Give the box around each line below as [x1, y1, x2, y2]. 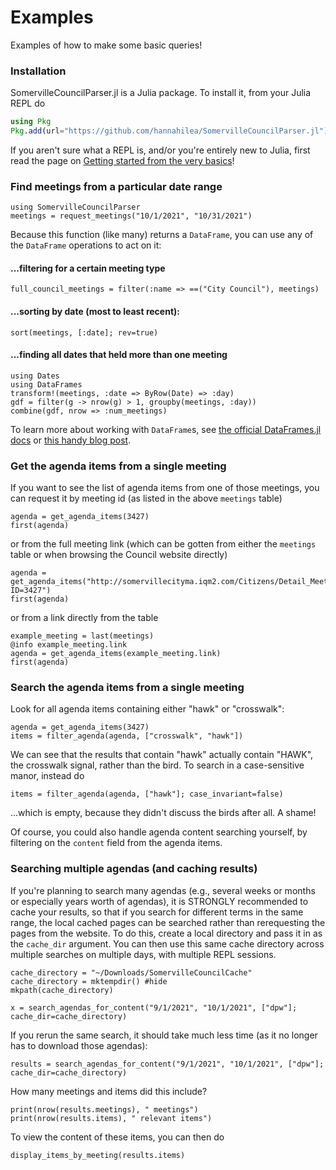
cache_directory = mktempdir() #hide [10, 976, 168, 986]
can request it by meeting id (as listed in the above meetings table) [10, 492, 283, 505]
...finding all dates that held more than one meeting [10, 349, 228, 361]
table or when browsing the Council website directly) [10, 549, 228, 561]
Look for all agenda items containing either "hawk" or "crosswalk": [10, 703, 285, 715]
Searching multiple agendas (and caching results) [10, 862, 258, 876]
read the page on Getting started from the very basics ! [10, 154, 235, 166]
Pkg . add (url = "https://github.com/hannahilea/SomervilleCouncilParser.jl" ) [10, 126, 329, 136]
